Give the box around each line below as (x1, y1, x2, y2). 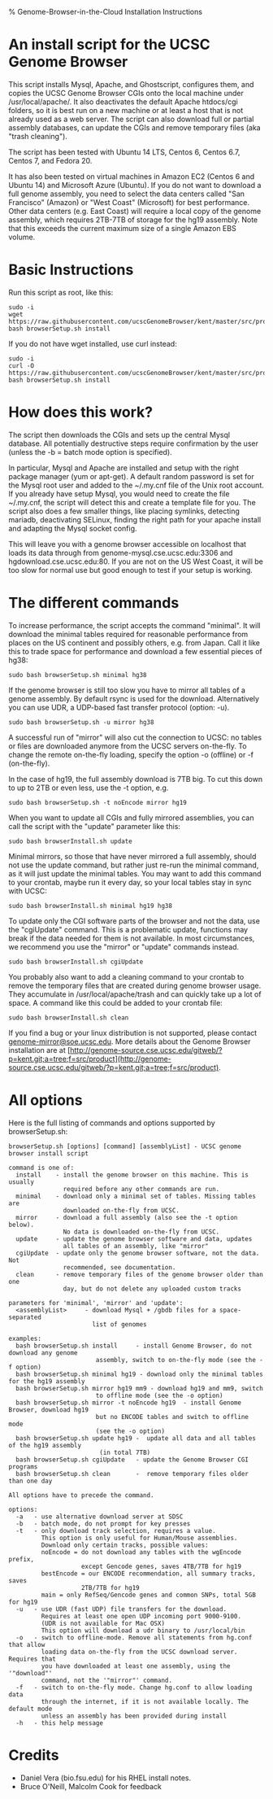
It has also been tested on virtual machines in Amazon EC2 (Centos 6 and (8, 171, 254, 181)
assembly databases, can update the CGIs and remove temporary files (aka (8, 122, 262, 133)
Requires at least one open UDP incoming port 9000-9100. (41, 1612, 242, 1620)
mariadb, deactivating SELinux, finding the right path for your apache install (8, 514, 262, 524)
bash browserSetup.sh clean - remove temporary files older (15, 1469, 249, 1478)
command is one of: (8, 1164, 75, 1172)
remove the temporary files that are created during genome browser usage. (8, 980, 262, 990)
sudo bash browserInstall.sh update (8, 837, 132, 845)
